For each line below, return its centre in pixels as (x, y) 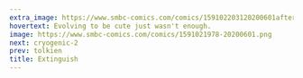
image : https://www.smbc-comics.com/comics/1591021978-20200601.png (141, 34)
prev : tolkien (36, 51)
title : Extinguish (44, 59)
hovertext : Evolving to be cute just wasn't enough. (110, 26)
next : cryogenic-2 (44, 43)
